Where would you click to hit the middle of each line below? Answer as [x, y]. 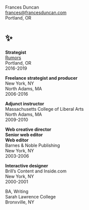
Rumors [13, 58]
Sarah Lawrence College [30, 196]
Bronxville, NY [20, 202]
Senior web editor [24, 134]
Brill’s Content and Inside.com [36, 171]
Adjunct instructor [25, 103]
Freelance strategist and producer [41, 78]
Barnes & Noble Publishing [32, 145]
